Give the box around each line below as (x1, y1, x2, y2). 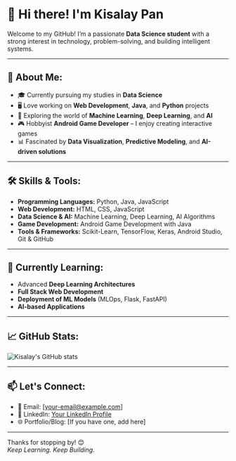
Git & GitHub (17, 235, 54, 243)
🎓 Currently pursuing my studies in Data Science (17, 91, 163, 99)
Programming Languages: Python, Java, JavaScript (17, 197, 169, 206)
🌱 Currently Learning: (7, 261, 104, 273)
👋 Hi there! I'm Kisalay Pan (7, 6, 164, 22)
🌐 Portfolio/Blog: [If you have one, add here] (17, 417, 146, 426)
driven (17, 147, 37, 155)
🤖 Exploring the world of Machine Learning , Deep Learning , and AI (17, 111, 213, 119)
